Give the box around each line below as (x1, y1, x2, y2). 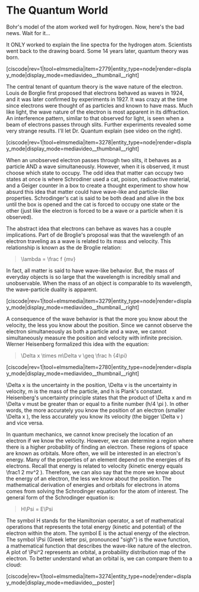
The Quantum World (6, 4, 109, 17)
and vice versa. (6, 419, 44, 426)
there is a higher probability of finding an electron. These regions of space (6, 443, 188, 451)
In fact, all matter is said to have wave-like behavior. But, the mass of (6, 267, 175, 274)
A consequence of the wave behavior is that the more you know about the (6, 315, 188, 322)
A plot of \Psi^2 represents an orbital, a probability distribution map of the (6, 548, 186, 556)
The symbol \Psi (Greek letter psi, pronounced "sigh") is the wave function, (6, 536, 190, 543)
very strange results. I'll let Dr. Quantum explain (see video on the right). (6, 127, 182, 134)
